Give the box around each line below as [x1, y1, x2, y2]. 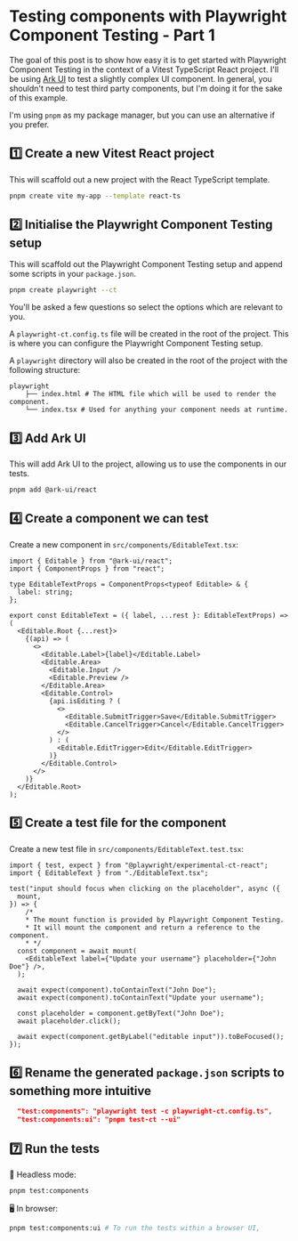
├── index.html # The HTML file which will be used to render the [25, 390, 277, 399]
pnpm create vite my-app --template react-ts [9, 191, 181, 200]
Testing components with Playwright [9, 6, 287, 27]
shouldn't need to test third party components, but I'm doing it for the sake [9, 83, 283, 93]
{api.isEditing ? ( [48, 696, 122, 705]
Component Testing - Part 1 [9, 25, 215, 45]
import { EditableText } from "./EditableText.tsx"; [9, 868, 209, 878]
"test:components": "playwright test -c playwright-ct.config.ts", [17, 1107, 273, 1116]
